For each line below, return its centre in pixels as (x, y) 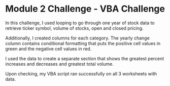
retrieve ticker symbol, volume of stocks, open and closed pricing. (74, 28)
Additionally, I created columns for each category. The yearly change (77, 38)
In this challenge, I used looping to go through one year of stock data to (80, 23)
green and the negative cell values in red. (48, 49)
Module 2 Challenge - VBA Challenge (85, 9)
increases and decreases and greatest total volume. (59, 64)
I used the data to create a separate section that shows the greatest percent (84, 58)
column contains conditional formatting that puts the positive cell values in (83, 43)
